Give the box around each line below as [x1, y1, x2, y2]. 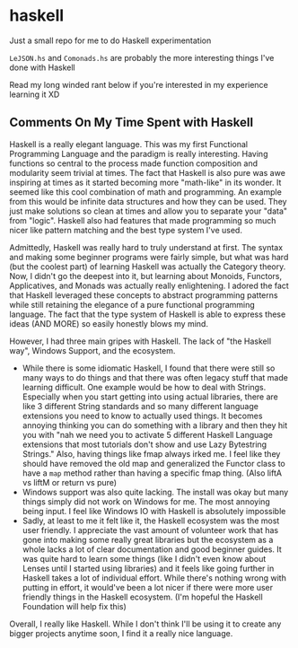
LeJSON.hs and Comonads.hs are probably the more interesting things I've [9, 52, 275, 63]
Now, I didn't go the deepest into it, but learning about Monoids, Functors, [9, 270, 283, 281]
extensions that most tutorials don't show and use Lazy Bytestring [22, 439, 267, 450]
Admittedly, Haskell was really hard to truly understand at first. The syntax [9, 241, 284, 252]
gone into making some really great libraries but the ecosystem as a [22, 534, 274, 545]
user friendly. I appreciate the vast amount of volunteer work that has [22, 524, 279, 535]
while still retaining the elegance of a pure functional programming [9, 299, 256, 310]
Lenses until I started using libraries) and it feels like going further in [22, 563, 275, 574]
